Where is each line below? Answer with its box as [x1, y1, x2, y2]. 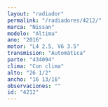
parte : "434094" [7, 56, 55, 63]
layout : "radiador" [7, 10, 65, 18]
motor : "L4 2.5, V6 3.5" [7, 43, 80, 50]
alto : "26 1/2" [7, 69, 52, 76]
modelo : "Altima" [7, 30, 58, 37]
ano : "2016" [7, 37, 42, 44]
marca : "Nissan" [7, 23, 55, 30]
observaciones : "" [7, 82, 61, 89]
